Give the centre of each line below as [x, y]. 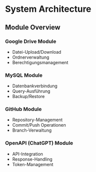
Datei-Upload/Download [36, 52]
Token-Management [33, 164]
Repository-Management [37, 120]
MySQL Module [24, 75]
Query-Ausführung [31, 91]
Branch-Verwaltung [32, 130]
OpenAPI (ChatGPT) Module [39, 143]
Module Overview [33, 27]
